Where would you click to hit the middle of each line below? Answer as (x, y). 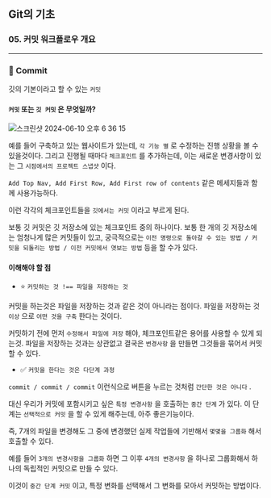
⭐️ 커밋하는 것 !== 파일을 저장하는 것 (74, 287)
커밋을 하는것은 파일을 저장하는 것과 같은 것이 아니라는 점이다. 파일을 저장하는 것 (134, 306)
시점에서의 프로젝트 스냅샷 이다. (71, 166)
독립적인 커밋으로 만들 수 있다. (71, 469)
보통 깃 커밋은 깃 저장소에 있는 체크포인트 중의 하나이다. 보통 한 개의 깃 (119, 228)
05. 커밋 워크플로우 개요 (52, 40)
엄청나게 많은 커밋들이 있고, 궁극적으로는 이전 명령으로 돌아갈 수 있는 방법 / (132, 237)
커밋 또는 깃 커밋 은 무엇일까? (52, 109)
